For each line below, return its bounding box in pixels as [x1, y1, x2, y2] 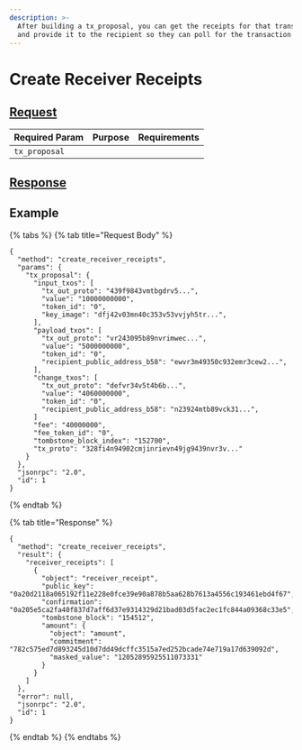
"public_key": [41, 581, 94, 590]
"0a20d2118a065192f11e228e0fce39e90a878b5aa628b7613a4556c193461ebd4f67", [9, 590, 296, 599]
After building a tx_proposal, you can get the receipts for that [17, 22, 271, 31]
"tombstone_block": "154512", [41, 613, 155, 622]
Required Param [13, 132, 84, 144]
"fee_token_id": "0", [32, 428, 115, 437]
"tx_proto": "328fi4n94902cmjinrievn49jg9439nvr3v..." [32, 444, 244, 453]
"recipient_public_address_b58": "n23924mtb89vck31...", [41, 405, 259, 414]
